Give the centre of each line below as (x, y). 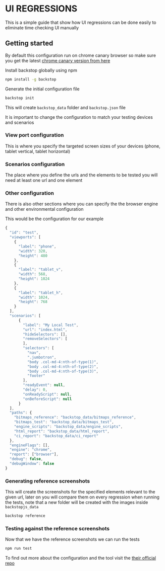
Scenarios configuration (35, 164)
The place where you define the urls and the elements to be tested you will (81, 175)
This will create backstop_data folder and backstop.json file (65, 107)
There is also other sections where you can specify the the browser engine (82, 204)
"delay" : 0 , (35, 390)
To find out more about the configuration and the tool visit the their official (81, 558)
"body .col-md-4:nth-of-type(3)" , (63, 371)
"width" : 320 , (33, 251)
